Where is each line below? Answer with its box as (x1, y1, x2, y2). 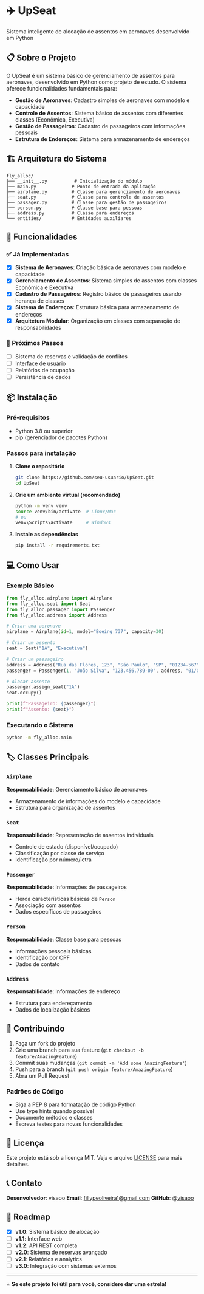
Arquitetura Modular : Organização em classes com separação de (15, 317, 181, 324)
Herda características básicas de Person (15, 895, 116, 903)
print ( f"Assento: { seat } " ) (6, 707, 75, 713)
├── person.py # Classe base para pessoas (6, 205, 143, 211)
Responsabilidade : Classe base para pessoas (6, 936, 121, 943)
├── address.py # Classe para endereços (6, 210, 135, 216)
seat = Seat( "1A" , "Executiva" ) (6, 645, 88, 652)
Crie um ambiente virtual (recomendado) (15, 491, 120, 498)
